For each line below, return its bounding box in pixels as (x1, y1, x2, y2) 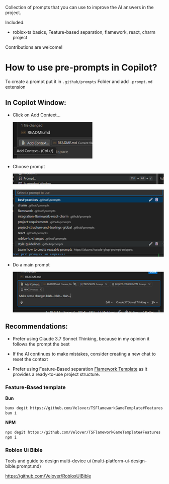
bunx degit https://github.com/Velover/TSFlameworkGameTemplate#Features (5, 405, 163, 411)
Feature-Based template (5, 384, 66, 391)
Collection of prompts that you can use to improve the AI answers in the (5, 5, 154, 10)
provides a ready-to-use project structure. (12, 371, 100, 377)
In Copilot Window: (5, 98, 66, 107)
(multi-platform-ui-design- (92, 458, 147, 464)
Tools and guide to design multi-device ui (5, 458, 92, 464)
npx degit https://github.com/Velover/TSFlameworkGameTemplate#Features (5, 430, 161, 435)
